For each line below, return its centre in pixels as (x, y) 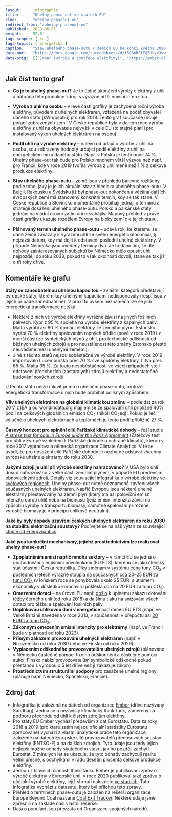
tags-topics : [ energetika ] (36, 44)
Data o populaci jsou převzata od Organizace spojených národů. (80, 809)
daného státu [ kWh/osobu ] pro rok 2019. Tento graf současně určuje (85, 117)
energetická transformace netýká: (41, 307)
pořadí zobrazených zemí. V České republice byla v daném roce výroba (88, 123)
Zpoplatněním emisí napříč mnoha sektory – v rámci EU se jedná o (84, 557)
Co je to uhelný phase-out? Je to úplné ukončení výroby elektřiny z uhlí (89, 91)
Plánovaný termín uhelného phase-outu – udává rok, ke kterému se (85, 229)
